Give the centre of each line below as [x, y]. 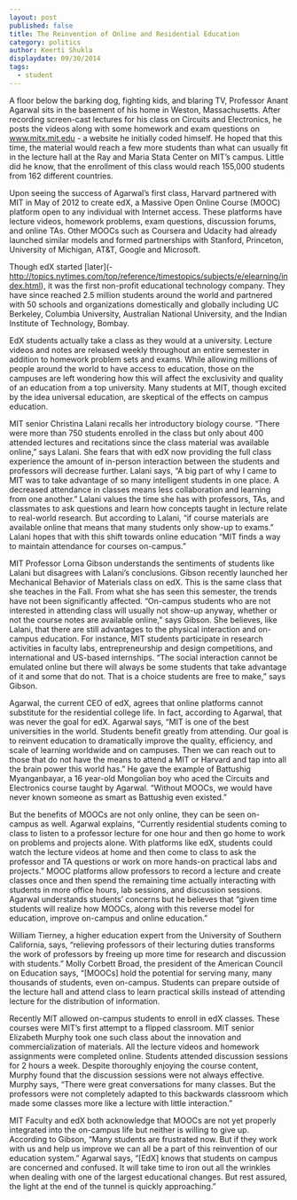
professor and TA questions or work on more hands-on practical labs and [143, 861]
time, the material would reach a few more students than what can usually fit [148, 147]
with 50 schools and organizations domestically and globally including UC [144, 304]
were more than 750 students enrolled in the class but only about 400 [137, 433]
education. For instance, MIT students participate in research [152, 639]
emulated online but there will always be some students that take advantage [148, 667]
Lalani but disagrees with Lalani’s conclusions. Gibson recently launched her [148, 572]
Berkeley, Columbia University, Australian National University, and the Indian [148, 314]
